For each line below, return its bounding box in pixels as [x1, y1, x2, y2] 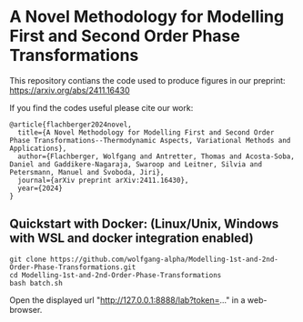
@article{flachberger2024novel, [9, 120, 132, 129]
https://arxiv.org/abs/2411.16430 [9, 85, 130, 96]
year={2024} [17, 184, 64, 193]
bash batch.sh [9, 278, 64, 287]
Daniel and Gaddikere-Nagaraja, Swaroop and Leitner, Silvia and [9, 159, 262, 169]
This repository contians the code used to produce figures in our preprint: [9, 75, 286, 86]
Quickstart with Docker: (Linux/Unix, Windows [9, 216, 279, 232]
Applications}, [9, 144, 67, 153]
